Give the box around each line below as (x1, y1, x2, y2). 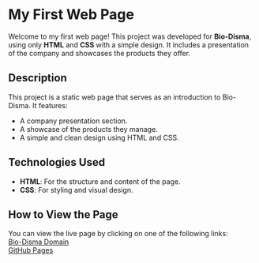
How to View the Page (8, 208, 118, 221)
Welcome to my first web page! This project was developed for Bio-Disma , (8, 32, 252, 41)
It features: (32, 100, 68, 110)
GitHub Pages (8, 246, 54, 255)
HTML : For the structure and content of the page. (19, 176, 181, 186)
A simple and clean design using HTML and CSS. (19, 133, 179, 142)
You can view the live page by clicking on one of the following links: (8, 229, 228, 239)
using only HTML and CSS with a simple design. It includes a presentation (8, 39, 250, 49)
